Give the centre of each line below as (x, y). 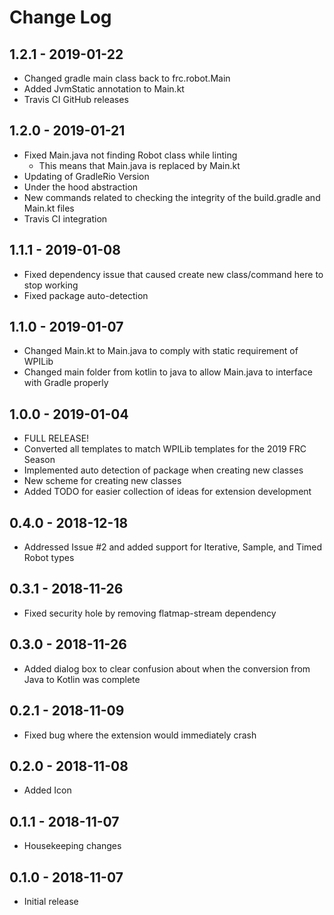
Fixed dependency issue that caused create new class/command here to (173, 274)
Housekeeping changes (72, 846)
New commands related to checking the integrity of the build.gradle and (172, 197)
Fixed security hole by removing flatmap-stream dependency (150, 613)
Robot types (49, 558)
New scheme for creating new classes (102, 481)
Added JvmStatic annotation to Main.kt (104, 89)
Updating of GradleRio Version (86, 176)
